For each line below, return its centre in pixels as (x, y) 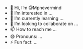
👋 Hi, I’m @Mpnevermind (36, 8)
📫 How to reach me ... (33, 29)
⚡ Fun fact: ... (24, 42)
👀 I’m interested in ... (31, 13)
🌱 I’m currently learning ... (37, 18)
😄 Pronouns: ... (26, 36)
